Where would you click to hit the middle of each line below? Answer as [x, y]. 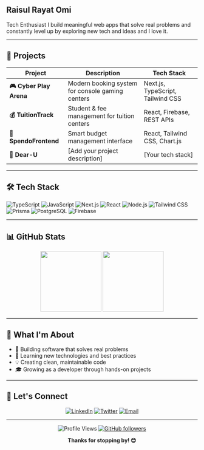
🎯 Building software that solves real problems [72, 349]
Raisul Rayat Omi [39, 10]
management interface [100, 141]
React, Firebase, [167, 112]
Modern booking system [103, 83]
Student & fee [87, 108]
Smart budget [87, 133]
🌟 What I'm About [40, 334]
